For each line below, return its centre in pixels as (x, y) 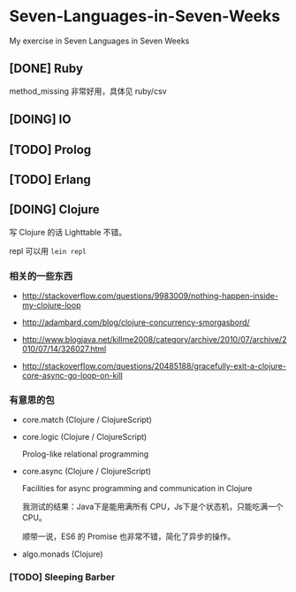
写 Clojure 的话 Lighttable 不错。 (68, 232)
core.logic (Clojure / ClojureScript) (84, 437)
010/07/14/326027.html (64, 349)
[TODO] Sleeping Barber (62, 577)
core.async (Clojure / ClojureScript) (87, 472)
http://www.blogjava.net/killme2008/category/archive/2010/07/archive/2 (154, 340)
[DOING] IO (40, 120)
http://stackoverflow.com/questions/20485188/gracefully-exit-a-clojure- (154, 366)
